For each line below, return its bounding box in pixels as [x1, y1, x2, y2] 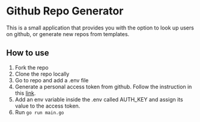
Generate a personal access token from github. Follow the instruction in [14, 83, 192, 90]
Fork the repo [14, 64, 49, 71]
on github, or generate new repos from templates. [6, 30, 130, 37]
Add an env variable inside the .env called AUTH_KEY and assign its [14, 96, 183, 103]
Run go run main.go [14, 108, 64, 115]
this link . [14, 89, 36, 97]
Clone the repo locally [14, 70, 70, 78]
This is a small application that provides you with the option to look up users [6, 24, 194, 31]
